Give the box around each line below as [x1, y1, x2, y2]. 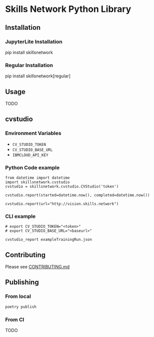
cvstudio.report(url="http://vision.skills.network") [5, 201, 119, 206]
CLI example [5, 212, 36, 219]
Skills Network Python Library [5, 3, 132, 15]
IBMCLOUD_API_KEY [12, 152, 49, 157]
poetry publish [5, 304, 37, 309]
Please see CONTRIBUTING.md [5, 264, 70, 270]
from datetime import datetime [5, 175, 70, 180]
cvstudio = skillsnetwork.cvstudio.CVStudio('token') [5, 184, 119, 189]
